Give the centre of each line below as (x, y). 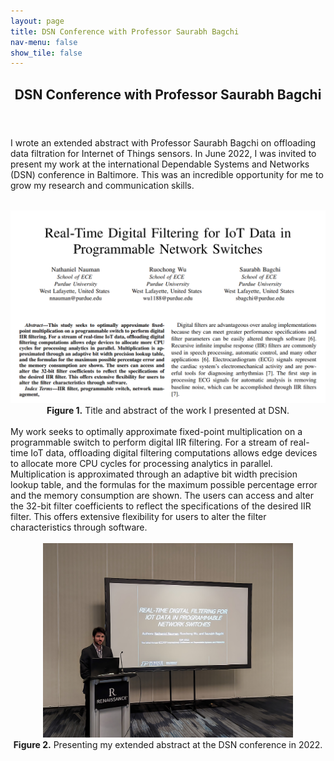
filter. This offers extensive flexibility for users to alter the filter (138, 516)
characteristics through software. (79, 527)
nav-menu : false (44, 42)
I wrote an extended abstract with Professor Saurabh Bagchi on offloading (163, 142)
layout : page (37, 21)
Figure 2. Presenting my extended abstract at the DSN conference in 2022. (168, 745)
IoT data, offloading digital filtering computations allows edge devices (174, 452)
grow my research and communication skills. (102, 185)
